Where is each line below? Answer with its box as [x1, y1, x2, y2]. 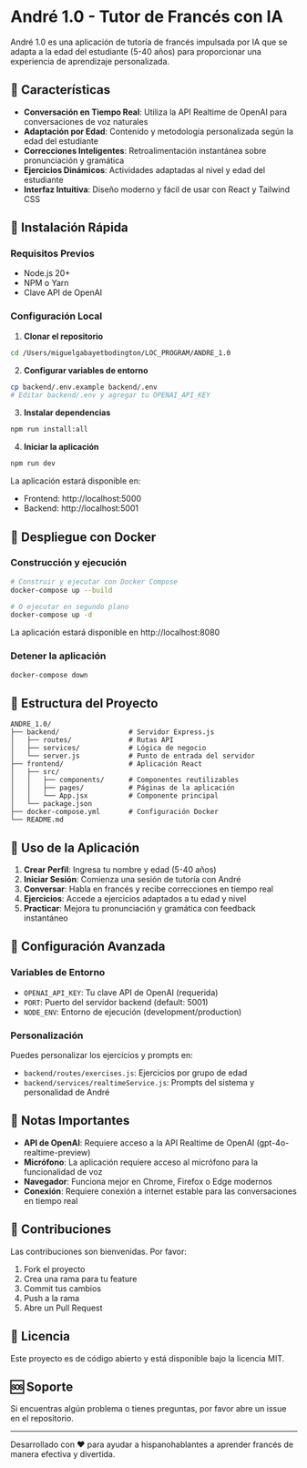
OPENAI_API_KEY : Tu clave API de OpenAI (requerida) [23, 986, 219, 998]
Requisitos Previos [10, 248, 95, 260]
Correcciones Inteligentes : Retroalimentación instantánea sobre [23, 145, 267, 156]
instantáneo [23, 912, 68, 923]
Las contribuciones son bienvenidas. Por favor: [10, 1246, 188, 1257]
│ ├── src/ [10, 768, 60, 777]
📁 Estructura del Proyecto [10, 695, 159, 711]
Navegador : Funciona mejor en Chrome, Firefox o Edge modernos [23, 1176, 272, 1187]
